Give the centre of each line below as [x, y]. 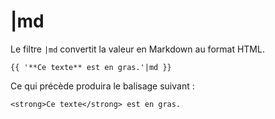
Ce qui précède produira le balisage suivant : [102, 86]
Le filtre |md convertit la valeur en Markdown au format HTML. [137, 49]
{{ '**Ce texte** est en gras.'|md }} [91, 67]
